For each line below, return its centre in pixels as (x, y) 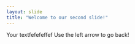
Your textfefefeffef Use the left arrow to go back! (68, 34)
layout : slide (25, 12)
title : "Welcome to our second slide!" (57, 17)
